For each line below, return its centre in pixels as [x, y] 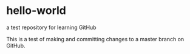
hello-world [36, 11]
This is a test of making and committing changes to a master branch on [95, 39]
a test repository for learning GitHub [51, 27]
